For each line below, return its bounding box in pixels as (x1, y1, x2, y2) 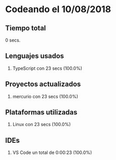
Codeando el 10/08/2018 (5, 4, 111, 15)
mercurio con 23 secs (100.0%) (12, 93, 78, 99)
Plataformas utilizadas (5, 108, 78, 117)
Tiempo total (5, 24, 46, 32)
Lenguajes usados (5, 52, 64, 60)
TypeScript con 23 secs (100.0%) (12, 65, 82, 71)
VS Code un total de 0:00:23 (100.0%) (12, 149, 92, 155)
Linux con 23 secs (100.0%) (12, 122, 71, 128)
